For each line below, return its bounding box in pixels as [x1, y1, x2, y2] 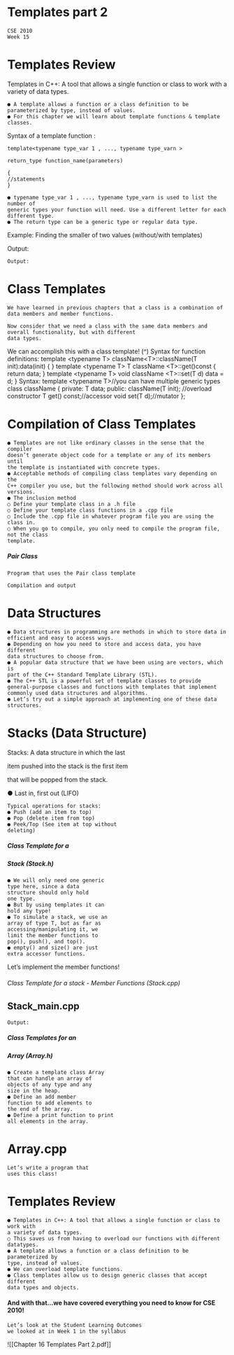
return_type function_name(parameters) [7, 157, 124, 164]
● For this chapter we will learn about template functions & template [7, 113, 220, 120]
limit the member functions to [7, 932, 98, 939]
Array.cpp [7, 1142, 68, 1157]
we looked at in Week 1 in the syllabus [7, 1328, 127, 1335]
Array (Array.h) [7, 1051, 53, 1060]
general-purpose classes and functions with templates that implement [7, 683, 217, 690]
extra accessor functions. [7, 950, 86, 957]
